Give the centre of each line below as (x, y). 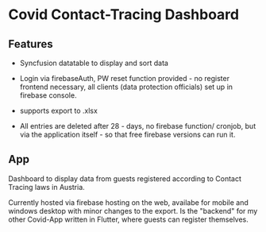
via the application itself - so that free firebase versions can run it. (127, 134)
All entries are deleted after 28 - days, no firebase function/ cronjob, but (138, 126)
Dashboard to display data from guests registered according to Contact (125, 178)
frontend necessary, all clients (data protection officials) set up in (126, 87)
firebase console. (48, 95)
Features (31, 44)
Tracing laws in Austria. (46, 187)
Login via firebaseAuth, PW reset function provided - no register (125, 78)
